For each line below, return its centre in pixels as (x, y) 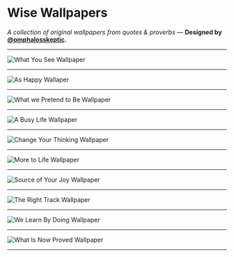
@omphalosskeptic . (37, 39)
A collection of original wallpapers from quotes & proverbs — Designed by (115, 32)
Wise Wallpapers (57, 13)
